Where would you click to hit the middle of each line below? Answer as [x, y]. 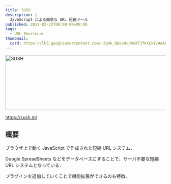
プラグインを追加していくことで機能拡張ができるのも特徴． [67, 176]
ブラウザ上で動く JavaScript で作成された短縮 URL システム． [70, 148]
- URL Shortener [27, 34]
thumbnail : [17, 39]
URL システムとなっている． [35, 165]
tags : [11, 29]
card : [16, 43]
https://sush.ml [21, 117]
